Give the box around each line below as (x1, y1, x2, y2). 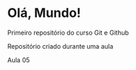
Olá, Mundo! (7, 5, 81, 21)
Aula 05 (7, 55, 30, 64)
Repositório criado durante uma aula (7, 42, 113, 50)
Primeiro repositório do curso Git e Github (7, 28, 130, 37)
